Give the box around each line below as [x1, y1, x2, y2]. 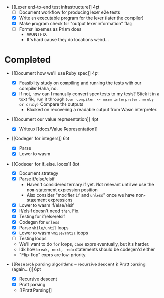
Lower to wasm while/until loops [19, 230, 88, 236]
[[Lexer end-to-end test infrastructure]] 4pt [11, 4, 100, 10]
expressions [48, 197, 73, 203]
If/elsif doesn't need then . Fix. [19, 208, 80, 214]
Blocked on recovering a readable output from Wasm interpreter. [26, 107, 158, 113]
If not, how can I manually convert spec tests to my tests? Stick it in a [19, 91, 160, 97]
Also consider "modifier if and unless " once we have [26, 192, 135, 198]
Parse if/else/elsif [19, 176, 55, 182]
